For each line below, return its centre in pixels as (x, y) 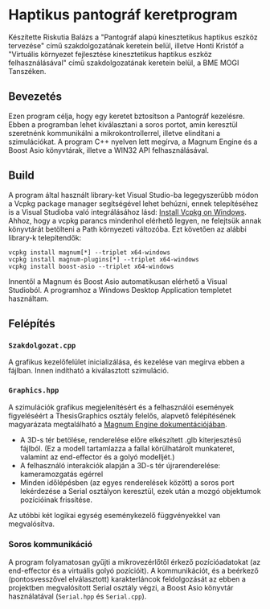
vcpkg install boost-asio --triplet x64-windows (91, 266)
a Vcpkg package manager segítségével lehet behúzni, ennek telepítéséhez (133, 204)
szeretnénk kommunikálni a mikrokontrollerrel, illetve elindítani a (115, 133)
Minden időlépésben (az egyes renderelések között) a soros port (127, 482)
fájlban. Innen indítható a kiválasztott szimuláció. (89, 371)
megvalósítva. (31, 524)
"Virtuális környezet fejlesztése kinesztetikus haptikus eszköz (110, 54)
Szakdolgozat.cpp (42, 345)
